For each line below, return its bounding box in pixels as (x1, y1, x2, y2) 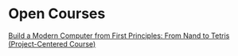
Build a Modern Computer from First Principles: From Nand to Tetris (8, 31, 230, 40)
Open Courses (8, 5, 106, 23)
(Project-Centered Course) (8, 39, 96, 48)
